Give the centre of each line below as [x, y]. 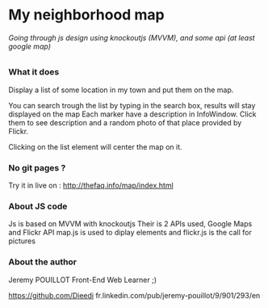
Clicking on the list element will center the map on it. [96, 146]
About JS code [38, 206]
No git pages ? [37, 167]
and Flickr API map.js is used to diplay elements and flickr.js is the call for [130, 233]
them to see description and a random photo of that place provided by [125, 122]
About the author [43, 262]
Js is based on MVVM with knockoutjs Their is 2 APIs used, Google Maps [130, 224]
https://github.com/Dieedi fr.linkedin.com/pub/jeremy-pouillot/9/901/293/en [134, 295]
